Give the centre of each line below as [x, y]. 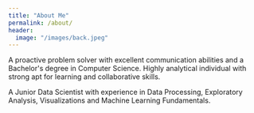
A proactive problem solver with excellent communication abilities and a [126, 60]
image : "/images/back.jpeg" [62, 38]
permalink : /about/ [41, 23]
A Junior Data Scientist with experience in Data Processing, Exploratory [125, 92]
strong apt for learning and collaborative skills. [84, 77]
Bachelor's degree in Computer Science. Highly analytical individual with [127, 69]
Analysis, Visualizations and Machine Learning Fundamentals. [109, 100]
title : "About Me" [39, 15]
